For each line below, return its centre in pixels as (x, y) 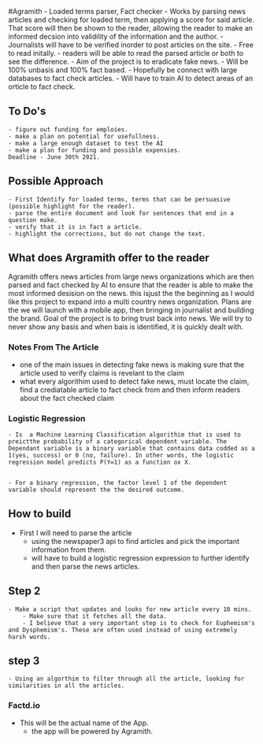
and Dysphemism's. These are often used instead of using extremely (123, 630)
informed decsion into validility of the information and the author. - (116, 36)
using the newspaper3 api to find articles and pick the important (135, 541)
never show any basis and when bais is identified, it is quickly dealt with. (126, 327)
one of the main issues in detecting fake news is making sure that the (132, 365)
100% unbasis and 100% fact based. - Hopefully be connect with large (123, 70)
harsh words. (30, 637)
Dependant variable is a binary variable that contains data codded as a (132, 449)
